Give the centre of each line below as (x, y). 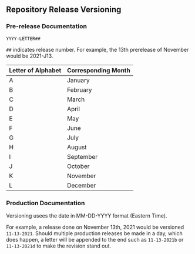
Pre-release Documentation (46, 26)
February (79, 89)
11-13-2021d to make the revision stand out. (59, 246)
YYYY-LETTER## (23, 39)
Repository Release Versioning (64, 10)
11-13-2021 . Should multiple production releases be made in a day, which (95, 233)
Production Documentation (46, 203)
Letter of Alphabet (35, 70)
